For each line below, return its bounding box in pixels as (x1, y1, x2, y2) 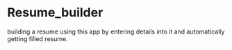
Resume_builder (7, 5, 103, 21)
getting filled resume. (7, 34, 68, 42)
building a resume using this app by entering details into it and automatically (7, 27, 225, 36)
